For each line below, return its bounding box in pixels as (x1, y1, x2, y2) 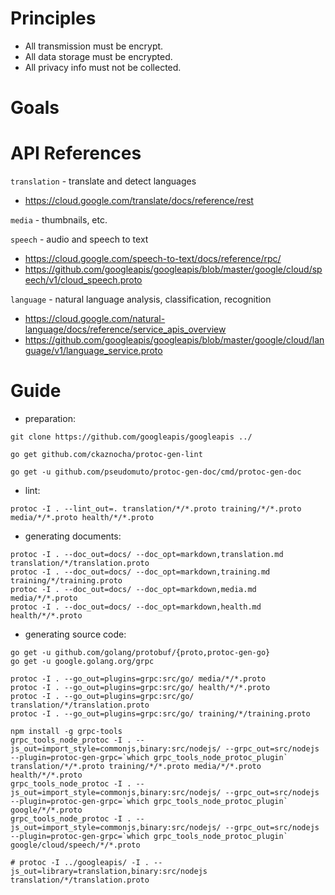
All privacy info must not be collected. (24, 61, 182, 73)
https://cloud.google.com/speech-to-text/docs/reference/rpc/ (24, 253, 282, 265)
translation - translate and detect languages (10, 175, 197, 187)
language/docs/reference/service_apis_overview (24, 323, 227, 336)
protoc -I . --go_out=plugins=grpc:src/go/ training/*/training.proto (10, 709, 311, 719)
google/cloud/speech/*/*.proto (10, 840, 141, 850)
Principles (10, 7, 97, 30)
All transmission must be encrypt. (24, 40, 164, 52)
